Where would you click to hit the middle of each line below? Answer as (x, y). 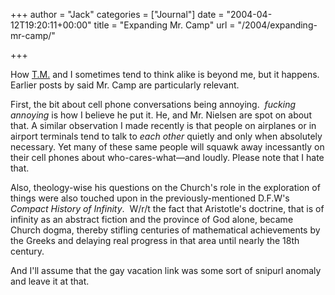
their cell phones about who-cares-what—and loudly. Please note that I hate (167, 157)
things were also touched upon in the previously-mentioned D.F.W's (150, 198)
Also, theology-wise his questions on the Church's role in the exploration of (165, 187)
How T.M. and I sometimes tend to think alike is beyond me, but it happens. (165, 74)
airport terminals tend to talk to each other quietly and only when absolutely (166, 136)
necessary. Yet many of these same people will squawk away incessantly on (167, 147)
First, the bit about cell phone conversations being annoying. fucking (153, 104)
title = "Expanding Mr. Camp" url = (164, 25)
